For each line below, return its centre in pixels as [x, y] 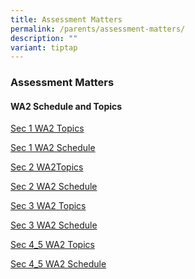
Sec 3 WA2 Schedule [54, 225]
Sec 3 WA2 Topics [48, 206]
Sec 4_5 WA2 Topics [52, 245]
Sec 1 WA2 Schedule [53, 148]
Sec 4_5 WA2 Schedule [58, 264]
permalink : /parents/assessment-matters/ [98, 29]
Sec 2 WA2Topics [47, 167]
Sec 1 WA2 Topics [47, 128]
